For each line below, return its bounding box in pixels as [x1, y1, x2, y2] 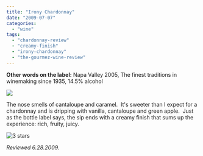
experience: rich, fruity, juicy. [6, 120, 79, 127]
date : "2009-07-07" [6, 15, 56, 21]
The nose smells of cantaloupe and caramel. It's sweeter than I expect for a [6, 101, 198, 108]
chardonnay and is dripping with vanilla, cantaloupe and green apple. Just [6, 107, 194, 115]
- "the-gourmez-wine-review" [12, 54, 86, 60]
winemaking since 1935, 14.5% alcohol [6, 77, 104, 85]
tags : [6, 32, 20, 38]
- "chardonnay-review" [12, 37, 69, 43]
